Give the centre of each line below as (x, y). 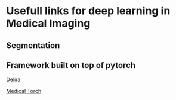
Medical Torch (24, 91)
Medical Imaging (48, 23)
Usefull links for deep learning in (88, 11)
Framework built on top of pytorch (71, 65)
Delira (13, 80)
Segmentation (33, 45)
